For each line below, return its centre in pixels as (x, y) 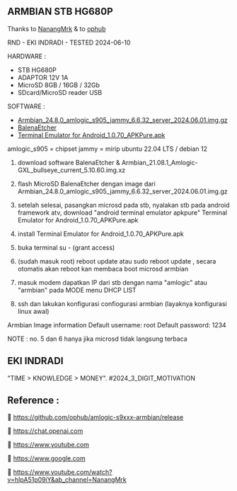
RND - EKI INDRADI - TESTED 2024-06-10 (69, 43)
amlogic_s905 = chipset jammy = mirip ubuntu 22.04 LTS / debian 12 (107, 149)
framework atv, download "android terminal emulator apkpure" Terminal (122, 213)
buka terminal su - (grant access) (66, 247)
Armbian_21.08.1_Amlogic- (160, 162)
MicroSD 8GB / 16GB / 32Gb (59, 85)
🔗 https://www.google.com (47, 458)
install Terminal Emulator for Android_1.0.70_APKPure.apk (100, 234)
